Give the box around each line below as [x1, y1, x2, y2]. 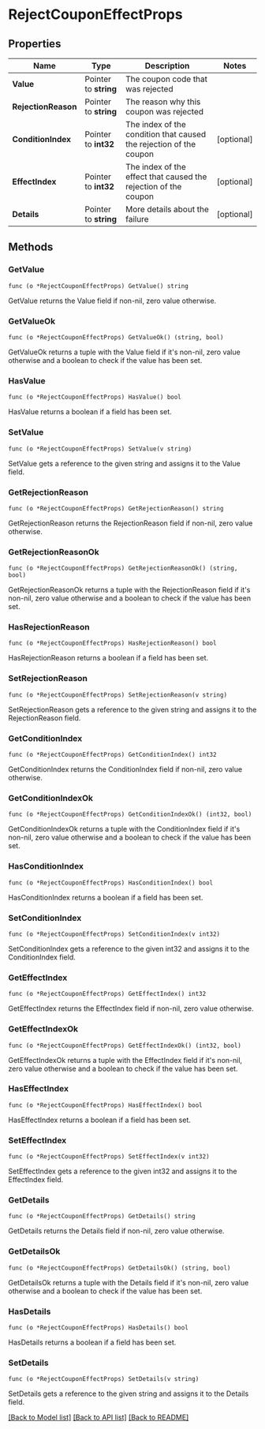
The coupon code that [125, 73, 207, 84]
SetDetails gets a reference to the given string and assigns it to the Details [8, 1389, 249, 1398]
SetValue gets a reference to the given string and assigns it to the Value [8, 458, 241, 468]
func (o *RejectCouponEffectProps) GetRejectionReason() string [8, 504, 224, 512]
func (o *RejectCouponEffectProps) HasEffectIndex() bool [8, 1101, 203, 1109]
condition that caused [125, 129, 207, 140]
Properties [8, 37, 62, 51]
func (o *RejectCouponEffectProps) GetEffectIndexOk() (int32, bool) [8, 1042, 242, 1049]
